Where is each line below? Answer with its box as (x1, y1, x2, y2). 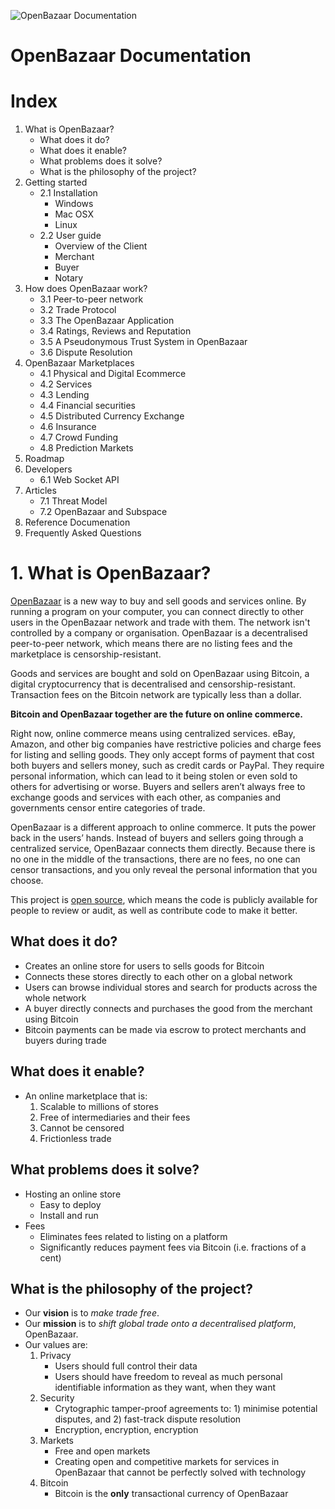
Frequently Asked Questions (24, 527, 142, 539)
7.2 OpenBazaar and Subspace (39, 506, 168, 518)
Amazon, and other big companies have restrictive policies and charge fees (10, 738, 322, 750)
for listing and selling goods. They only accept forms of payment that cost (10, 749, 315, 761)
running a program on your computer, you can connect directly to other (10, 606, 305, 618)
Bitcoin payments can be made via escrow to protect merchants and (24, 1023, 307, 1035)
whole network (24, 991, 87, 1004)
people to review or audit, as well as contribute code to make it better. (10, 905, 298, 917)
